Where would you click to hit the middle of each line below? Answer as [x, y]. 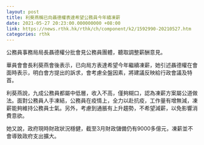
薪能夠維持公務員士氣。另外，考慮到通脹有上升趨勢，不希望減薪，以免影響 [99, 108]
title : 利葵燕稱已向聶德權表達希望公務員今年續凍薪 [63, 18]
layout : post [23, 12]
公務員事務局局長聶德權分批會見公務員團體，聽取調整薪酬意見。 [86, 53]
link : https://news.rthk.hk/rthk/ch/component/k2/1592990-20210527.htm [99, 29]
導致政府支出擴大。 [35, 136]
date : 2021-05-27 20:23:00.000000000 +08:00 [63, 23]
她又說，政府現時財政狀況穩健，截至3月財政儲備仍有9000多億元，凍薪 [94, 129]
